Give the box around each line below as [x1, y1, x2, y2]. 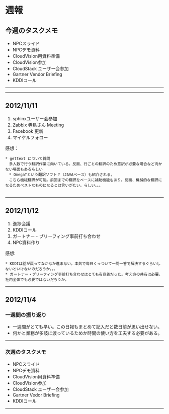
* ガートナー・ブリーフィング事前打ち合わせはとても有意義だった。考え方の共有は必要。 [5, 272, 162, 277]
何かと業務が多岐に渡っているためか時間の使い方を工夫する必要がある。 [12, 330, 162, 336]
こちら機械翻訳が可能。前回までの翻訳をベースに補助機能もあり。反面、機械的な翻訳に [9, 177, 162, 183]
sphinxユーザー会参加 [12, 115, 58, 121]
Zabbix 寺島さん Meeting [12, 122, 64, 128]
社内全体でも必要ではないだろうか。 [5, 277, 69, 282]
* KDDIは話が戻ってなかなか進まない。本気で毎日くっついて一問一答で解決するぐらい [5, 261, 157, 266]
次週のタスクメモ [5, 349, 47, 356]
